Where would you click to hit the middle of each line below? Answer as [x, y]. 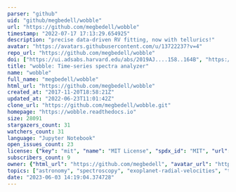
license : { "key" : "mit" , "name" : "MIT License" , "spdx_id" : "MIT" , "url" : [119, 151]
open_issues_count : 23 [40, 145]
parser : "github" [33, 14]
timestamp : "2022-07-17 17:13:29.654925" [69, 33]
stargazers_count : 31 [39, 125]
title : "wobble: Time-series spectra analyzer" [78, 66]
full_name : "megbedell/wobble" [53, 79]
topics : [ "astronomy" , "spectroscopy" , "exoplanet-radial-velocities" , [114, 171]
